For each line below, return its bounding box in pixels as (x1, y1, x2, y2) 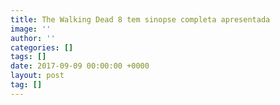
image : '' (10, 24, 52, 34)
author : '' (10, 33, 56, 43)
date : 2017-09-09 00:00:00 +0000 (10, 61, 150, 71)
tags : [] (10, 52, 47, 62)
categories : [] (10, 42, 74, 53)
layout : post (10, 71, 65, 81)
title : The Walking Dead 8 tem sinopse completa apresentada (10, 14, 271, 25)
